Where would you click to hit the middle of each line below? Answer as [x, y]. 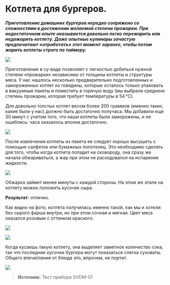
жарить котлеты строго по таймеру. [46, 50]
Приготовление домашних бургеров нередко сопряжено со [72, 23]
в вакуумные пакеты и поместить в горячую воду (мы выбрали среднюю [85, 91]
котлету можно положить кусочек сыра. [49, 188]
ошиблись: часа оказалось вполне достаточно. [57, 122]
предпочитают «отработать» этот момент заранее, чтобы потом [79, 44]
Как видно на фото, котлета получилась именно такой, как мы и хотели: [83, 207]
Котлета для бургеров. [56, 9]
